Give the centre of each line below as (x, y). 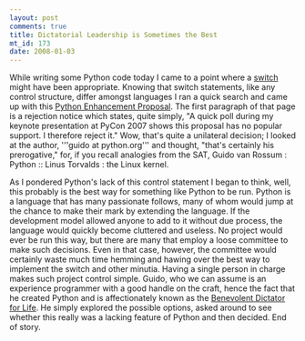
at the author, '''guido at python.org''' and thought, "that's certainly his (142, 145)
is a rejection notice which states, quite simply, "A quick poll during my (142, 116)
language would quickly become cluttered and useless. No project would (146, 231)
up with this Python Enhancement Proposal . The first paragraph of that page (152, 106)
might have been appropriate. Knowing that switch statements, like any (142, 87)
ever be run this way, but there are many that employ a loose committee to (149, 240)
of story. (25, 327)
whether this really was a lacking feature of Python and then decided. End (148, 317)
